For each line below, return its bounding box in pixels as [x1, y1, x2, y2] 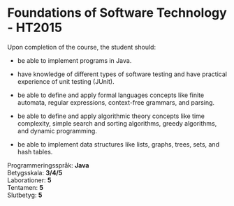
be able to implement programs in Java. [17, 56, 132, 64]
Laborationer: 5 [7, 176, 52, 184]
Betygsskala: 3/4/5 [7, 168, 63, 177]
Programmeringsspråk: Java [7, 161, 89, 169]
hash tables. [17, 147, 53, 156]
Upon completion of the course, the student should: [7, 43, 156, 51]
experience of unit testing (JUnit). [17, 77, 115, 85]
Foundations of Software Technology [7, 5, 227, 21]
